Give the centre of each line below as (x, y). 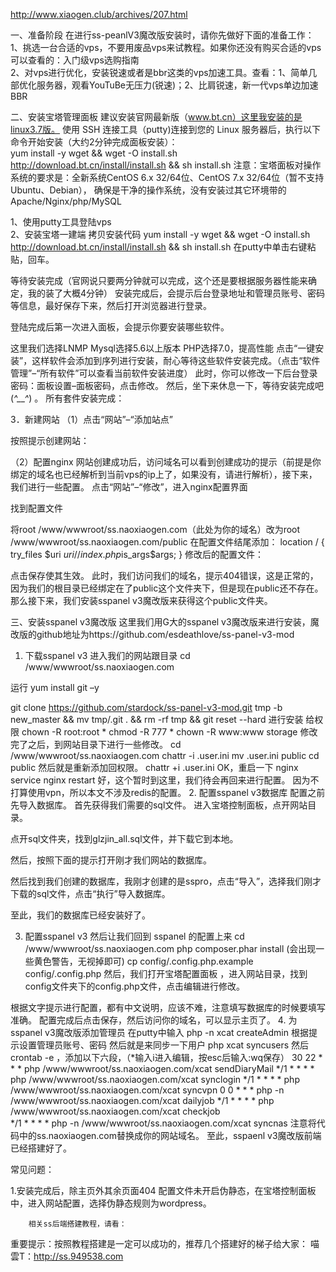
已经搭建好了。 (41, 1148)
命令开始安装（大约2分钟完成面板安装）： (94, 142)
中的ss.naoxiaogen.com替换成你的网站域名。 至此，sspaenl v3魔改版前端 (170, 1135)
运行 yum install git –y (55, 687)
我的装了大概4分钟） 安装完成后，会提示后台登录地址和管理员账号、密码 (176, 293)
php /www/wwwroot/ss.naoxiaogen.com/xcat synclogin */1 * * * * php (155, 1079)
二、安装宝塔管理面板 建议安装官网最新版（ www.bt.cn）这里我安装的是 (156, 117)
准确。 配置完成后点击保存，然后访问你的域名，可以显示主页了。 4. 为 (154, 1020)
